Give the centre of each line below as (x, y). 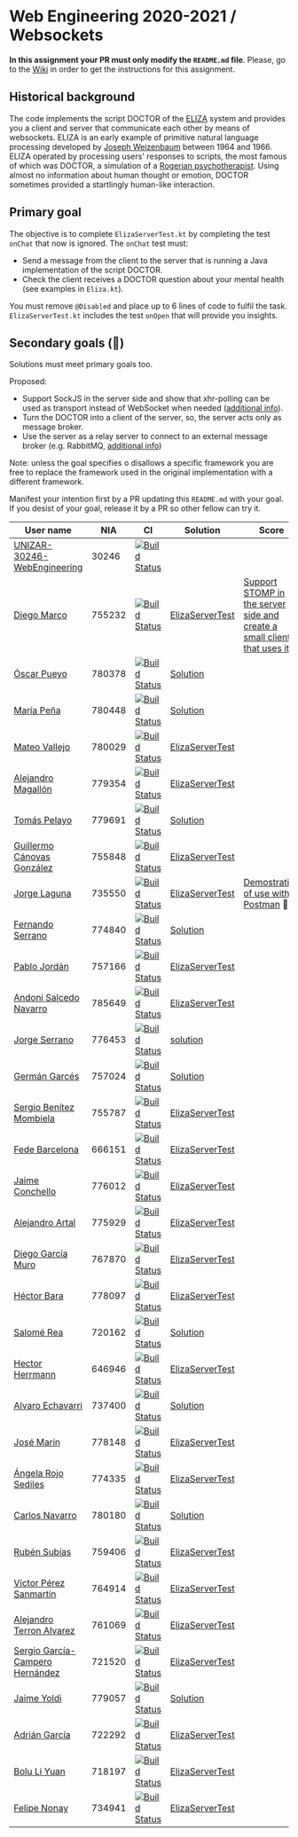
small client (267, 638)
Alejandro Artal (45, 1223)
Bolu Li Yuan (40, 1771)
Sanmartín (35, 1594)
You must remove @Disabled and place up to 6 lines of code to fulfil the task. (149, 306)
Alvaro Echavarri (48, 1406)
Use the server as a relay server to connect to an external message (145, 436)
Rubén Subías (43, 1552)
